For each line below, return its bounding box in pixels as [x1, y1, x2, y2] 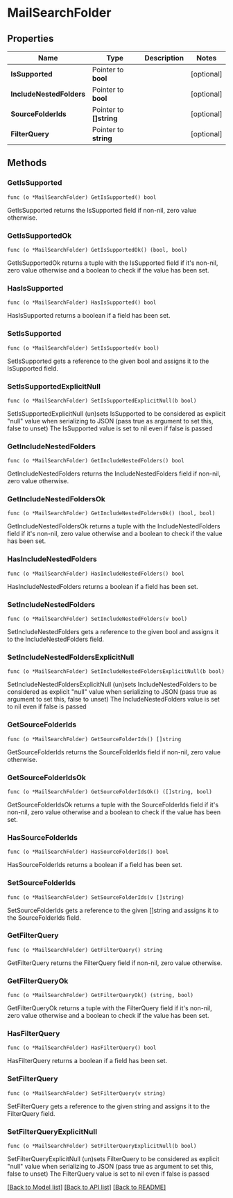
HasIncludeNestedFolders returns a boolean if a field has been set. [7, 582, 198, 590]
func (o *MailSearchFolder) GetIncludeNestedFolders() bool [7, 458, 185, 464]
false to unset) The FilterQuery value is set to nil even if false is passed [7, 1169, 210, 1178]
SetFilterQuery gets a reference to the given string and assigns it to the [7, 1102, 210, 1110]
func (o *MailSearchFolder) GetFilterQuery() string [7, 946, 163, 953]
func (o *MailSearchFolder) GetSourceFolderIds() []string [7, 736, 182, 743]
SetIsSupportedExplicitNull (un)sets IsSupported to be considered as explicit [7, 409, 226, 418]
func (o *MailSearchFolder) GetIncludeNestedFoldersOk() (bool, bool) [7, 510, 216, 517]
